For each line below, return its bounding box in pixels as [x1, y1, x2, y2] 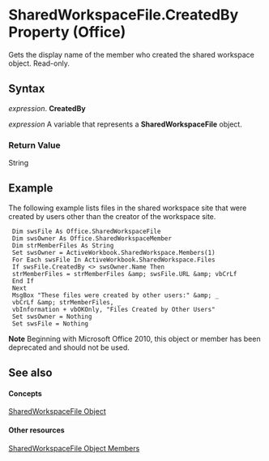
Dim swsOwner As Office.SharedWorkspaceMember [11, 234, 173, 243]
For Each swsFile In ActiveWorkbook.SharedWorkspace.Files [11, 256, 216, 264]
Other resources [8, 425, 65, 435]
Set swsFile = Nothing [11, 319, 89, 328]
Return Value [8, 140, 61, 151]
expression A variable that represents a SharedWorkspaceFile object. [8, 119, 243, 129]
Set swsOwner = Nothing [11, 312, 92, 321]
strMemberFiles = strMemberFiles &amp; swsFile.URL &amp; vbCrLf [11, 269, 237, 278]
